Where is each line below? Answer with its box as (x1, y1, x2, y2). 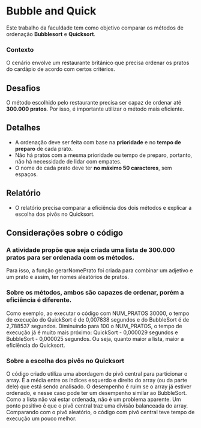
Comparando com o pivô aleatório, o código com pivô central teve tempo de (6, 408, 195, 415)
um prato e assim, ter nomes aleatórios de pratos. (6, 274, 129, 281)
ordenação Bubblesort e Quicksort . (6, 30, 96, 37)
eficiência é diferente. (6, 296, 72, 304)
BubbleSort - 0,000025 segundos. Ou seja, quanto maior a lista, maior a (6, 335, 184, 342)
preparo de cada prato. (14, 145, 73, 152)
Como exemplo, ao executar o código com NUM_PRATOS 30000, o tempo (6, 310, 190, 317)
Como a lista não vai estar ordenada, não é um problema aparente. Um (6, 396, 181, 403)
